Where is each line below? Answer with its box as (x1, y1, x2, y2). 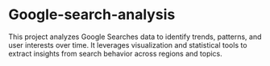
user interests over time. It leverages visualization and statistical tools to (8, 40, 247, 49)
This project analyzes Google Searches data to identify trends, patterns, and (8, 32, 262, 41)
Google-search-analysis (8, 6, 176, 24)
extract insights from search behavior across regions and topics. (8, 49, 223, 58)
